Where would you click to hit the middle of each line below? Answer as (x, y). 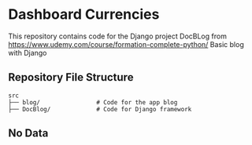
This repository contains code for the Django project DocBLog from (117, 36)
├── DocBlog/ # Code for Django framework (100, 109)
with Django (28, 53)
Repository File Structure (71, 77)
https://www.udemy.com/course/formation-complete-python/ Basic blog (126, 44)
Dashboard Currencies (84, 14)
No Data (28, 134)
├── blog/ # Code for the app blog (93, 102)
